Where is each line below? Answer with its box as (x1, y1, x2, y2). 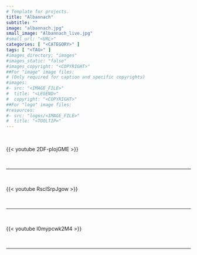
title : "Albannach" (6, 14, 54, 20)
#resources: (6, 107, 35, 113)
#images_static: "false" (6, 58, 67, 64)
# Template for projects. (6, 8, 69, 15)
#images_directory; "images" (6, 52, 77, 58)
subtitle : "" (6, 19, 38, 25)
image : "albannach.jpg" (6, 25, 64, 31)
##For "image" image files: (6, 69, 75, 75)
